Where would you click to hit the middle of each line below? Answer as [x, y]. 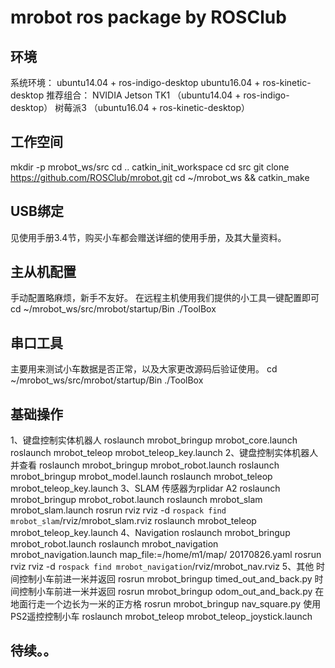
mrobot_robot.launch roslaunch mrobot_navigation [114, 544]
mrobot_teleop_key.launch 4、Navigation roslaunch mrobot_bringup [150, 533]
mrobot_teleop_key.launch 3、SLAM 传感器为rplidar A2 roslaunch [145, 488]
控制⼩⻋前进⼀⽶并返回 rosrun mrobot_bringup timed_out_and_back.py [165, 579]
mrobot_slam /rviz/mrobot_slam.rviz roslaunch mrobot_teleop [133, 521]
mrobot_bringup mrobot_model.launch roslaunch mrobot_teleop [141, 477]
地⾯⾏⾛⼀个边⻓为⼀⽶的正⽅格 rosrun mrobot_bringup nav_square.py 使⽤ [166, 604]
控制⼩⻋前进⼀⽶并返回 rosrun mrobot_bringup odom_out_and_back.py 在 [171, 592]
